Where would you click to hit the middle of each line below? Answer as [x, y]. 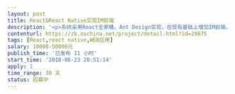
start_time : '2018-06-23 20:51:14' [60, 60]
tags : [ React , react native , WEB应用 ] [60, 40]
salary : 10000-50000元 [40, 47]
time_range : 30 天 [34, 73]
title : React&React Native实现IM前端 [61, 20]
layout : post [27, 14]
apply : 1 [20, 66]
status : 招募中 [28, 80]
